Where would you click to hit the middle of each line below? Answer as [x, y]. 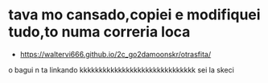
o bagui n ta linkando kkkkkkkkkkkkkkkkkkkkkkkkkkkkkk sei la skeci [122, 69]
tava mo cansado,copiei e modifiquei [134, 15]
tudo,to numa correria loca [99, 32]
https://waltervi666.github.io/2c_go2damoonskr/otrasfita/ [115, 54]
